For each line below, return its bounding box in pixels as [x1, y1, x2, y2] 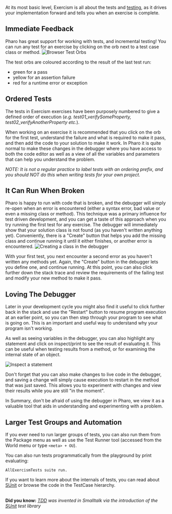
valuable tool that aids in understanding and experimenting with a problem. [5, 403, 163, 409]
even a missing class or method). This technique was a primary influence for [5, 211, 167, 217]
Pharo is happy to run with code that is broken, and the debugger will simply [5, 200, 166, 206]
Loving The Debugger [5, 290, 76, 298]
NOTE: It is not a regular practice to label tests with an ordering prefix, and [5, 166, 163, 172]
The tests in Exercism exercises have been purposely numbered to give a [5, 108, 160, 114]
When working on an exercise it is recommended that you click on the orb [5, 129, 161, 135]
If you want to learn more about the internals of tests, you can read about [5, 477, 160, 483]
